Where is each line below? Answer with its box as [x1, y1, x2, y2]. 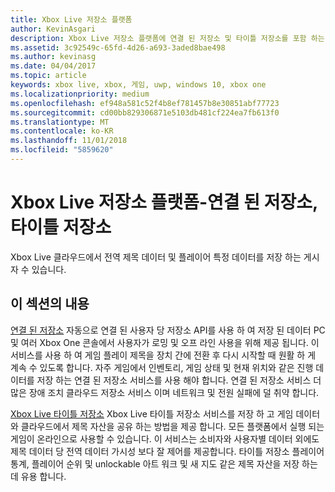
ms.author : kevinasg [10, 52, 97, 62]
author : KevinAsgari [10, 24, 97, 34]
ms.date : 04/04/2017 [10, 61, 97, 71]
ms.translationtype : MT [10, 117, 110, 127]
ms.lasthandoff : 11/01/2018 [10, 136, 128, 146]
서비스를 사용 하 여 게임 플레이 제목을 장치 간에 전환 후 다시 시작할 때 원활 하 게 [10, 349, 317, 361]
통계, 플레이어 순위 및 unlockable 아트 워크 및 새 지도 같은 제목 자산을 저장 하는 [10, 457, 318, 470]
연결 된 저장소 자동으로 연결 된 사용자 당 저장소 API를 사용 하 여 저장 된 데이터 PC [10, 324, 326, 336]
